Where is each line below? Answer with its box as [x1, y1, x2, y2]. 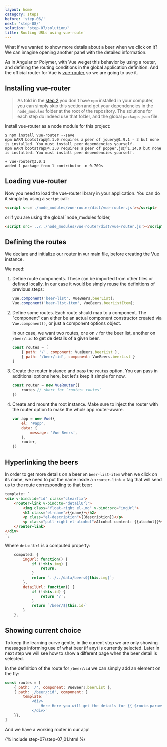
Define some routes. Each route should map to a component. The [12, 309, 147, 315]
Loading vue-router [5, 177, 67, 185]
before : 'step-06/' [5, 16, 46, 21]
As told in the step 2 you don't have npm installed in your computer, [17, 97, 154, 103]
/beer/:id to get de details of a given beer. [12, 335, 100, 341]
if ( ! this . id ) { [31, 589, 66, 594]
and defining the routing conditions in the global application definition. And [5, 64, 158, 70]
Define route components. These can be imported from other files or [12, 276, 153, 282]
